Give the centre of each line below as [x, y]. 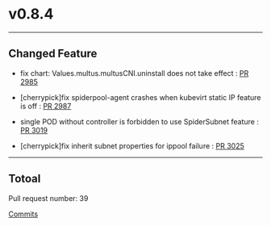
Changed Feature [53, 54]
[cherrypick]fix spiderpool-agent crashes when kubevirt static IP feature [140, 97]
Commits [23, 214]
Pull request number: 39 [48, 198]
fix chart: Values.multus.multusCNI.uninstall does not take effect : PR [134, 73]
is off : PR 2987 [46, 106]
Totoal [25, 179]
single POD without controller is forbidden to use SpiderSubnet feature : [140, 121]
